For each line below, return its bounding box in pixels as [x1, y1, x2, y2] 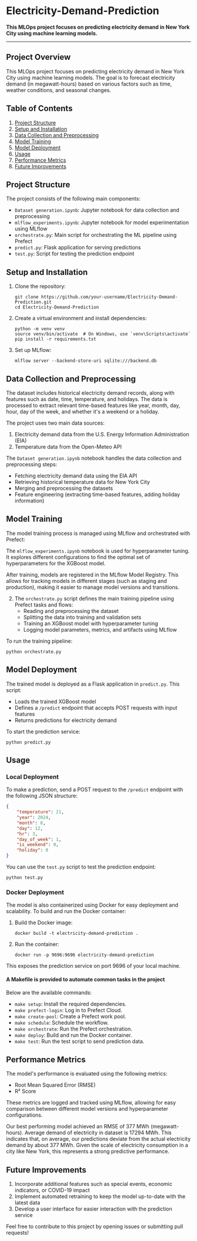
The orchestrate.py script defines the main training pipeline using [14, 595, 174, 602]
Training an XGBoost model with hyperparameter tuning [23, 620, 158, 627]
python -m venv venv [14, 326, 65, 332]
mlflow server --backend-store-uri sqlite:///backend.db [14, 358, 157, 364]
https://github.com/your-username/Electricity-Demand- [40, 294, 178, 300]
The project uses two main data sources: [6, 419, 105, 426]
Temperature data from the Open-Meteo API [14, 443, 122, 450]
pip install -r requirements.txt [14, 336, 97, 343]
